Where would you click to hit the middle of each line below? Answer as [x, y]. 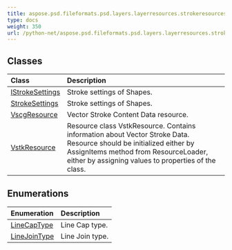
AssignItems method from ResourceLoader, [137, 152]
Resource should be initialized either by [130, 143]
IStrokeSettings [36, 92]
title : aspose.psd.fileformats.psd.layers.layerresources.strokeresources [117, 14]
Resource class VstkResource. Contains [131, 126]
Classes [25, 61]
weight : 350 [24, 26]
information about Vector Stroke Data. [128, 134]
